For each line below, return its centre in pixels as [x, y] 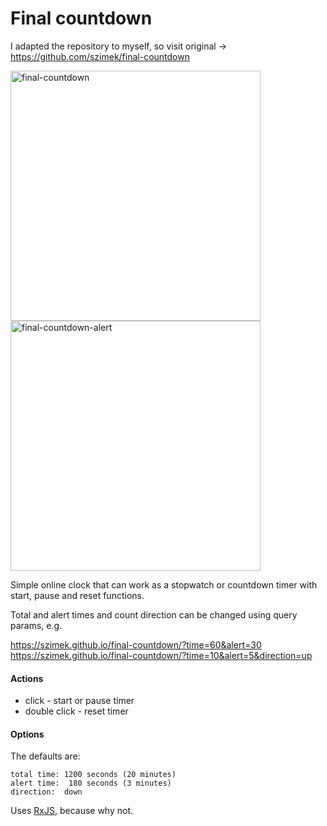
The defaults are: [45, 756]
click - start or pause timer [79, 701]
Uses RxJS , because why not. [72, 811]
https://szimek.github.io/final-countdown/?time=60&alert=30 [136, 644]
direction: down [46, 792]
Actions [27, 678]
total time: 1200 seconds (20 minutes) [93, 775]
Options [27, 734]
